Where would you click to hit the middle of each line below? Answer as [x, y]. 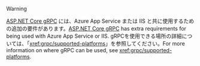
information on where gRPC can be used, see [62, 50]
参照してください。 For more [151, 43]
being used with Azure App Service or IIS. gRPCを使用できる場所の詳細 [94, 36]
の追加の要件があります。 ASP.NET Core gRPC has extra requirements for [96, 28]
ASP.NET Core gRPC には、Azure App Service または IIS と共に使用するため [100, 21]
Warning [16, 9]
